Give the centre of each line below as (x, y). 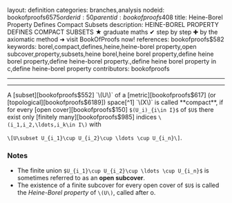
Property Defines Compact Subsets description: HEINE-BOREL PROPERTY (113, 25)
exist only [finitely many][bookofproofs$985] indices (82, 117)
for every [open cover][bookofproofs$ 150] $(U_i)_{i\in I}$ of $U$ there (110, 109)
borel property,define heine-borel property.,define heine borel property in (112, 61)
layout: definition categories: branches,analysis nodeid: (86, 10)
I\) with (90, 124)
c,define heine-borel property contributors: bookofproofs (89, 69)
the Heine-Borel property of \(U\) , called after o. (86, 193)
